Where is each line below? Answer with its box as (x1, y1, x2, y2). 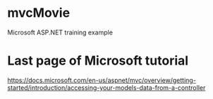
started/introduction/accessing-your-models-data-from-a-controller (7, 83, 206, 92)
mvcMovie (7, 5, 71, 21)
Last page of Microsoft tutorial (7, 53, 189, 69)
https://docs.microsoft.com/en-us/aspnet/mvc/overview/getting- (7, 76, 196, 84)
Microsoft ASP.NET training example (7, 28, 113, 37)
